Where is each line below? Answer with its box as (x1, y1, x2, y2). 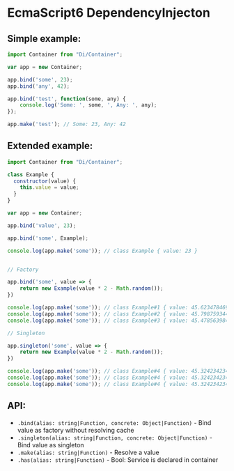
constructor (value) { (13, 178, 77, 185)
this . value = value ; (19, 184, 79, 191)
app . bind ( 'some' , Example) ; (7, 235, 89, 242)
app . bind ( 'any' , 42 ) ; (7, 82, 70, 90)
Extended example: (7, 140, 93, 152)
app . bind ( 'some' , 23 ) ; (7, 76, 73, 83)
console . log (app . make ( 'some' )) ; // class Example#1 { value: (7, 304, 189, 311)
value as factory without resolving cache (17, 426, 134, 434)
